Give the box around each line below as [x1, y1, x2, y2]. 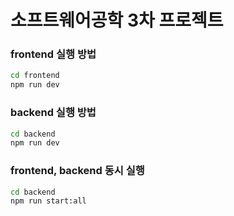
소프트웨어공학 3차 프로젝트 [10, 9, 224, 32]
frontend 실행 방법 [10, 47, 97, 61]
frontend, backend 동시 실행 [10, 164, 145, 178]
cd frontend [10, 71, 60, 81]
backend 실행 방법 [10, 106, 97, 120]
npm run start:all [10, 196, 87, 206]
